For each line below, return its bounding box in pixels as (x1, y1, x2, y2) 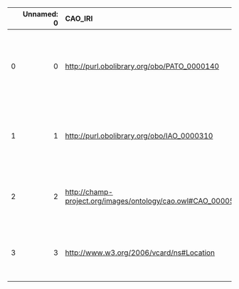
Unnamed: (22, 9, 58, 19)
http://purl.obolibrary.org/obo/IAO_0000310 (65, 131, 213, 141)
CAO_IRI (65, 14, 93, 24)
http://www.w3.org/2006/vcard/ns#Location (65, 248, 216, 258)
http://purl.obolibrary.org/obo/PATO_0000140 (65, 61, 219, 71)
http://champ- (65, 187, 114, 197)
